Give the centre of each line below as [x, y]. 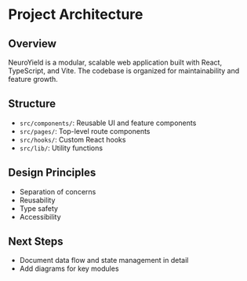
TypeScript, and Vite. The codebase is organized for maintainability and [124, 71]
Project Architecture [76, 15]
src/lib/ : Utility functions [61, 148]
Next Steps [36, 242]
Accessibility [40, 216]
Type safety [39, 208]
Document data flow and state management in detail [104, 261]
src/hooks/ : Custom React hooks [73, 139]
